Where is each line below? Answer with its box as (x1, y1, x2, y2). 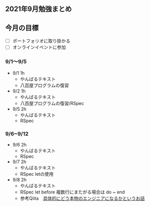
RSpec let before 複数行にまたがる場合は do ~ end (20, 189, 125, 195)
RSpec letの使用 (20, 171, 54, 177)
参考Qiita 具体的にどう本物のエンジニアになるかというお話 (20, 195, 145, 201)
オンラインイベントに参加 (12, 44, 66, 50)
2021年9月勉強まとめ (5, 5, 72, 14)
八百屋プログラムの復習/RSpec (20, 100, 84, 106)
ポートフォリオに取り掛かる (12, 38, 71, 44)
